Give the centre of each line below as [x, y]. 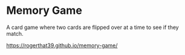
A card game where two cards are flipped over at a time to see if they [93, 27]
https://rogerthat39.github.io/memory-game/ [62, 45]
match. [15, 33]
